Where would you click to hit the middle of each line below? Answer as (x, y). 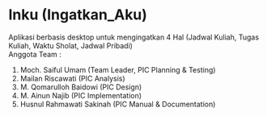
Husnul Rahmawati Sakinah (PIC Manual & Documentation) (118, 104)
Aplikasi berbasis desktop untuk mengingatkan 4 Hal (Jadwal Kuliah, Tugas (134, 37)
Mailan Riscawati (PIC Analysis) (72, 78)
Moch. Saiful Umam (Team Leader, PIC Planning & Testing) (118, 69)
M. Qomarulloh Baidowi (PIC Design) (81, 87)
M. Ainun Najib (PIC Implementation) (81, 95)
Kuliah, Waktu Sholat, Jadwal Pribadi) (71, 45)
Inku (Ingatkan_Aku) (78, 15)
